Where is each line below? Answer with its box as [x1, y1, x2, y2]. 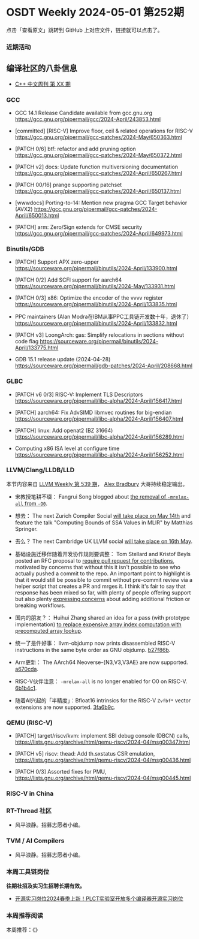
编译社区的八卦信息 [6, 64, 77, 74]
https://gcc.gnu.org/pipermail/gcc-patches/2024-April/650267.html [14, 169, 183, 177]
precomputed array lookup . [14, 627, 83, 634]
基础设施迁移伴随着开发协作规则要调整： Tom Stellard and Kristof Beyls [14, 550, 191, 557]
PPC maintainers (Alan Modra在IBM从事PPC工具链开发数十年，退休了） [14, 313, 192, 321]
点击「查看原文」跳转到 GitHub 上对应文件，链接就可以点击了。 [6, 26, 163, 34]
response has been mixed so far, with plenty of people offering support [14, 588, 191, 596]
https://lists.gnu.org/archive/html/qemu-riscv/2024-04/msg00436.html [14, 756, 191, 764]
